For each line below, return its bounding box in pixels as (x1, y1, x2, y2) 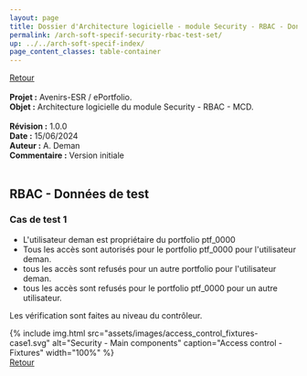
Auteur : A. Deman (9, 141, 80, 151)
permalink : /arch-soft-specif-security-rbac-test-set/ (9, 30, 223, 39)
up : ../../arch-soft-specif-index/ (9, 38, 145, 48)
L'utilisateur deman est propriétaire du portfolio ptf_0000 (22, 234, 236, 245)
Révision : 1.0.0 (9, 120, 68, 132)
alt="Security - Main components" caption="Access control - (51, 337, 283, 348)
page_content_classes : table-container (9, 47, 162, 57)
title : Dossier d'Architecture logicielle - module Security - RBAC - (9, 22, 284, 31)
